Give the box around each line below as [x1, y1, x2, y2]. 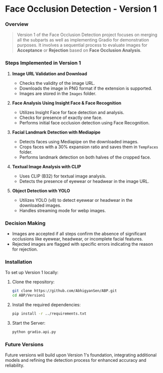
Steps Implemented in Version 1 [5, 59, 81, 66]
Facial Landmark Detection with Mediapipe [12, 129, 101, 135]
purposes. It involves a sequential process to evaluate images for [17, 42, 147, 48]
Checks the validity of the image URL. [19, 80, 95, 86]
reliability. [5, 362, 24, 369]
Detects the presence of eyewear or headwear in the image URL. [19, 178, 149, 184]
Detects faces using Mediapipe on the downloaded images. [19, 138, 139, 144]
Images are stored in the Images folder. [19, 90, 96, 96]
